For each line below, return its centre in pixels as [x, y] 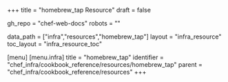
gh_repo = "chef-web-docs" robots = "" [64, 23]
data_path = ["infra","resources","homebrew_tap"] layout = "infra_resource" [114, 37]
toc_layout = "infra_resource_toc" [55, 44]
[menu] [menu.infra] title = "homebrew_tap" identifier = [85, 57]
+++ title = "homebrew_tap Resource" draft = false [79, 10]
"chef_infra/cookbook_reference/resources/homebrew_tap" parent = [105, 64]
